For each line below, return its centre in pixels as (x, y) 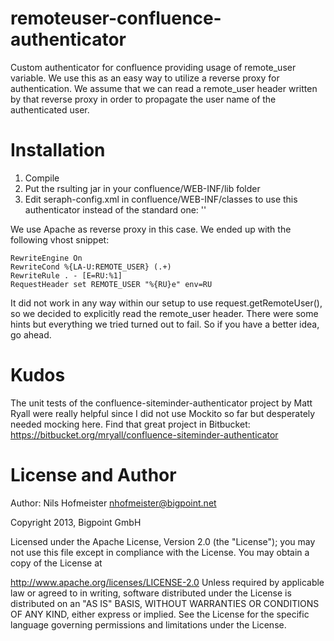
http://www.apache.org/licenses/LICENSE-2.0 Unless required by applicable (167, 582)
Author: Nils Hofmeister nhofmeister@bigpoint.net (113, 503)
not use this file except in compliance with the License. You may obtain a (160, 552)
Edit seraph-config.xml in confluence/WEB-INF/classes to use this (161, 199)
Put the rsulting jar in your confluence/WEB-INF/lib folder (142, 188)
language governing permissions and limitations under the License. (148, 624)
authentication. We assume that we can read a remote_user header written (164, 88)
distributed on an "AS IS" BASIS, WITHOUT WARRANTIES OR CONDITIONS (165, 603)
